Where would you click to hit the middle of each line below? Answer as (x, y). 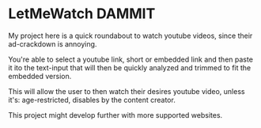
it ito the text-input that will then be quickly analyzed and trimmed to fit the (130, 67)
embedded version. (40, 76)
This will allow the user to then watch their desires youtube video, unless (127, 91)
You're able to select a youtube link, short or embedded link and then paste (130, 59)
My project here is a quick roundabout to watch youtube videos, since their (130, 36)
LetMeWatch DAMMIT (82, 14)
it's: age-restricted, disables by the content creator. (92, 100)
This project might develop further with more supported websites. (115, 115)
